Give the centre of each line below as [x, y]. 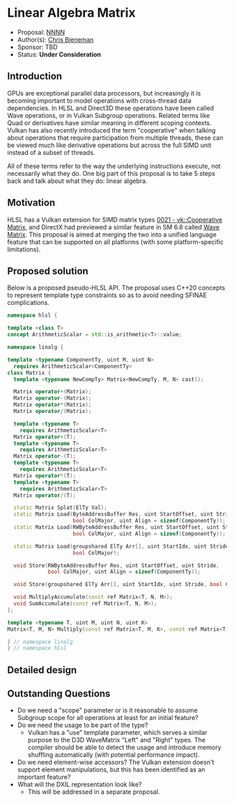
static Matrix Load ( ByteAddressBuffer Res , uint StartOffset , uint [114, 514]
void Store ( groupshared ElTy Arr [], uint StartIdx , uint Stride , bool [118, 585]
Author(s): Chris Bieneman [55, 39]
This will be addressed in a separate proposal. [94, 792]
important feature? [44, 777]
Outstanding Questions [59, 694]
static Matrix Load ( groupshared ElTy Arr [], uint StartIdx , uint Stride [121, 546]
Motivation [31, 203]
